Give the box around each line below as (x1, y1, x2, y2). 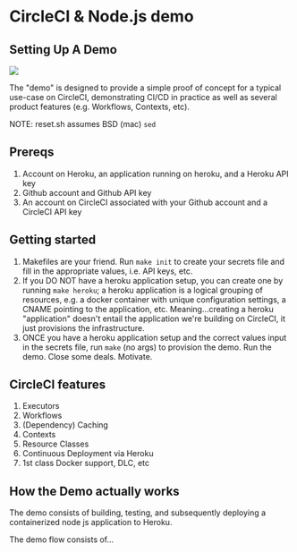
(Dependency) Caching (21, 420, 109, 430)
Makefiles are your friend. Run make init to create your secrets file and (21, 256, 284, 267)
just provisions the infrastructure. (21, 322, 145, 333)
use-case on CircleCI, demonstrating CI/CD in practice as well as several (9, 92, 277, 102)
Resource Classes (21, 438, 89, 449)
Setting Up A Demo (9, 42, 118, 57)
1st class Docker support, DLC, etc (21, 458, 150, 469)
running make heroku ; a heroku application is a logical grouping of (21, 284, 264, 295)
